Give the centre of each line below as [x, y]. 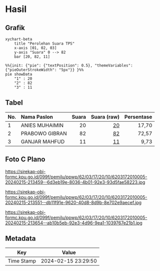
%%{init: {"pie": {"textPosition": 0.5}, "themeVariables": [69, 66]
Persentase [138, 117]
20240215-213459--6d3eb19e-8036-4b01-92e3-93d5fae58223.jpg [75, 182]
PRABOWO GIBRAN [44, 133]
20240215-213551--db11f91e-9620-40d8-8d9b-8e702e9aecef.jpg [73, 202]
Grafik [15, 28]
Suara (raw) [105, 117]
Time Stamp [22, 261]
